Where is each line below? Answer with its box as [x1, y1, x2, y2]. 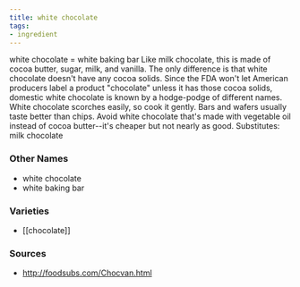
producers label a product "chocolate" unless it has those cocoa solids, [9, 82, 273, 94]
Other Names [9, 153, 69, 165]
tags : [9, 21, 30, 30]
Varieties [9, 205, 49, 217]
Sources [9, 247, 47, 259]
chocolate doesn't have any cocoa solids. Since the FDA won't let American [9, 73, 288, 84]
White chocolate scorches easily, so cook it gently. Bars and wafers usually [9, 102, 287, 113]
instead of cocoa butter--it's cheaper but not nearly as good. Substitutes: [9, 121, 280, 131]
